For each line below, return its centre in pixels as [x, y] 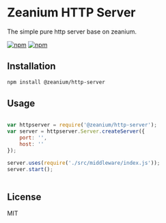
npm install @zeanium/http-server [56, 82]
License [24, 197]
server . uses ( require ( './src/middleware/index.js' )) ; [84, 163]
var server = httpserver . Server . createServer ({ [76, 131]
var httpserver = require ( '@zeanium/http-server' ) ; [82, 125]
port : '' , [33, 138]
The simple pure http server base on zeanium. [72, 31]
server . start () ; [30, 169]
